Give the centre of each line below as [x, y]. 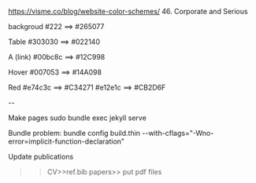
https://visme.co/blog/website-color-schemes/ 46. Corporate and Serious [128, 11]
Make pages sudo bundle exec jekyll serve [78, 118]
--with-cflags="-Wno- [178, 133]
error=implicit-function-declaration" [66, 141]
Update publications [41, 157]
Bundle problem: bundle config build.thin [74, 133]
